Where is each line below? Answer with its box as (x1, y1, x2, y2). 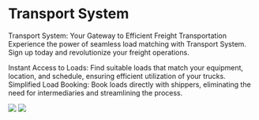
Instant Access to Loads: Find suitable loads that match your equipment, (8, 62, 243, 72)
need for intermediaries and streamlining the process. (8, 88, 183, 97)
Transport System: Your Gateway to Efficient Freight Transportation (8, 31, 227, 40)
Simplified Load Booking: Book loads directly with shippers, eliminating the (8, 80, 251, 89)
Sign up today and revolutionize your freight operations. (8, 47, 190, 57)
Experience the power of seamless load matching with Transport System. (8, 39, 247, 48)
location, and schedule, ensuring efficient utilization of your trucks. (8, 71, 227, 81)
